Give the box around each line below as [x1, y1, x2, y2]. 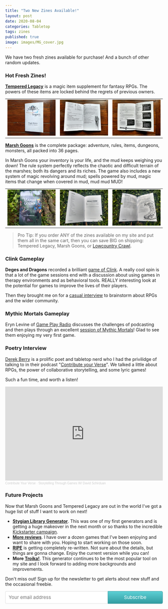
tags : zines [5, 29, 30, 35]
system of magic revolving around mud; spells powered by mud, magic [5, 173, 151, 179]
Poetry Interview [5, 345, 46, 352]
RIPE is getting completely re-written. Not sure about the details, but [12, 544, 153, 551]
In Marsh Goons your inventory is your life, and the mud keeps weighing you [5, 157, 162, 163]
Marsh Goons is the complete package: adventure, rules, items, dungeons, [5, 142, 160, 148]
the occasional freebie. [5, 581, 52, 587]
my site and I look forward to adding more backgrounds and [12, 560, 136, 566]
